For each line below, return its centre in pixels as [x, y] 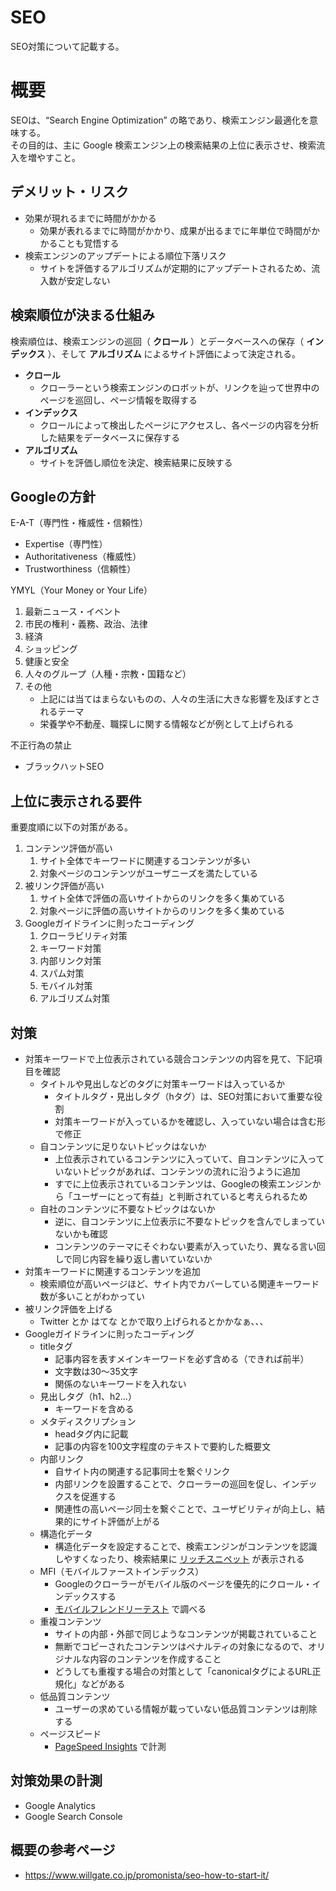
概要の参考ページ [63, 1850]
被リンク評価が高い [64, 886]
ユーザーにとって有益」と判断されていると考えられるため [190, 1196]
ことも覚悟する [88, 243]
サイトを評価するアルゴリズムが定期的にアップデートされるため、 [175, 268]
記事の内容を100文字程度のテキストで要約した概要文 [163, 1446]
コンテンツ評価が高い [68, 848]
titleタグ [56, 1346]
